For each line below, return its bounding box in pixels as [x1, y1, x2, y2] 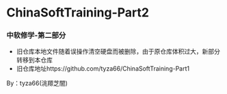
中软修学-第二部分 [6, 31, 66, 40]
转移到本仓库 [16, 56, 53, 64]
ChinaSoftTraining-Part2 [6, 5, 150, 21]
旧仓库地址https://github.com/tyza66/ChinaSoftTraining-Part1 [16, 64, 189, 73]
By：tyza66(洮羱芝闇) [6, 79, 68, 87]
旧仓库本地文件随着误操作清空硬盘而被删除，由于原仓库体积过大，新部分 [16, 47, 220, 56]
